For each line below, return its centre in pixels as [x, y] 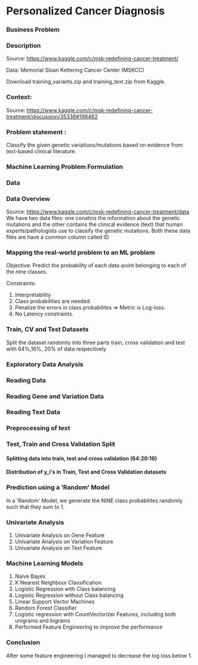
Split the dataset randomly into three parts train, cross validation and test [96, 342]
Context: [19, 97]
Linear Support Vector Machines [55, 602]
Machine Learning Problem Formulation [65, 166]
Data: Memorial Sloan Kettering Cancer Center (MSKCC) [75, 70]
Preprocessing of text [38, 428]
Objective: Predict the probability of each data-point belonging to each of [96, 265]
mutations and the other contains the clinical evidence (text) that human [95, 224]
